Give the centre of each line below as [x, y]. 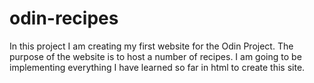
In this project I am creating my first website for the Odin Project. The [151, 46]
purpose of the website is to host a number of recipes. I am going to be [155, 56]
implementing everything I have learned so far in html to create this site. [157, 67]
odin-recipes [64, 18]
